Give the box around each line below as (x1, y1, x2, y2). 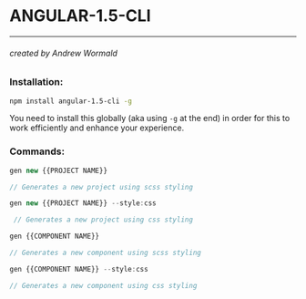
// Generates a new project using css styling (13, 215, 194, 224)
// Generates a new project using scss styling (9, 182, 194, 191)
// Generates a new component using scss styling (9, 248, 202, 258)
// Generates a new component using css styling (9, 281, 198, 290)
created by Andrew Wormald (9, 47, 118, 58)
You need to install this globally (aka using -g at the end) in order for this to (9, 113, 291, 124)
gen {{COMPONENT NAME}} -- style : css (9, 264, 148, 273)
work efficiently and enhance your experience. (9, 122, 185, 133)
